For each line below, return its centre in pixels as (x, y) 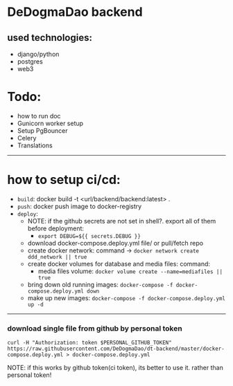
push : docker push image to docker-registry (79, 206)
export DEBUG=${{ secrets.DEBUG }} (89, 236)
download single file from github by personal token (95, 328)
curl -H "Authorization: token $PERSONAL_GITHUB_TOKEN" (89, 343)
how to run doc (39, 116)
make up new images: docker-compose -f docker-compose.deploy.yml (127, 297)
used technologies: (50, 38)
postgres (30, 62)
